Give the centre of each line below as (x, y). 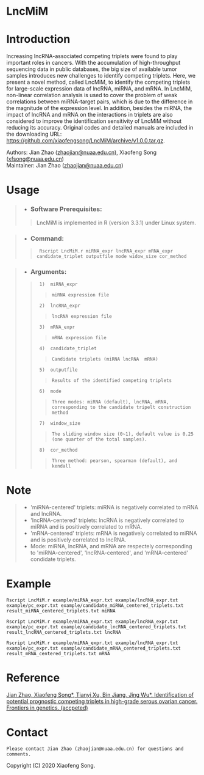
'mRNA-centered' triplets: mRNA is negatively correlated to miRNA (114, 534)
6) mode (51, 391)
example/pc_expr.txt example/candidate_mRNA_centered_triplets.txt (94, 648)
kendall (61, 466)
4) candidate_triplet (68, 349)
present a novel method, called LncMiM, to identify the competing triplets (98, 82)
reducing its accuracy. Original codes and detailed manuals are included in (100, 128)
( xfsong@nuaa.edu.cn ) (35, 159)
